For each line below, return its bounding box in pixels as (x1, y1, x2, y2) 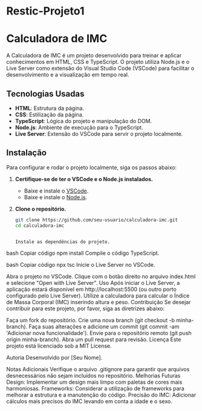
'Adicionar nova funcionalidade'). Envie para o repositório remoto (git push (6, 330, 192, 337)
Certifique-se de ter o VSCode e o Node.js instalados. (15, 175, 153, 182)
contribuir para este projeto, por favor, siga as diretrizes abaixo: (6, 305, 165, 312)
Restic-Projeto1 (6, 4, 85, 18)
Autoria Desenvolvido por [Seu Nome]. (6, 354, 103, 362)
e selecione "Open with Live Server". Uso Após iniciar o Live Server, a (6, 279, 180, 287)
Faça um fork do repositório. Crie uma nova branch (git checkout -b (6, 317, 175, 324)
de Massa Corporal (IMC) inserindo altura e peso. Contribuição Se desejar (6, 299, 191, 306)
